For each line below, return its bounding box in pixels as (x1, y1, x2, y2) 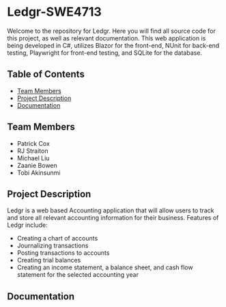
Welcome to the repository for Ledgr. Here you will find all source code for (7, 27, 216, 35)
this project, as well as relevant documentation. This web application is (7, 34, 206, 42)
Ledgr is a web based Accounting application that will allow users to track (7, 206, 214, 214)
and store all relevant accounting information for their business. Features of (7, 214, 219, 222)
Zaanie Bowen (16, 161, 58, 169)
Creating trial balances (16, 256, 81, 265)
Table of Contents (7, 69, 85, 80)
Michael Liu (16, 153, 50, 162)
